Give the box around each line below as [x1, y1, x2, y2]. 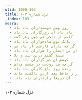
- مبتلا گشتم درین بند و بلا [9, 52, 64, 58]
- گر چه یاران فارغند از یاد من [9, 44, 76, 49]
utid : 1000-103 [5, 7, 36, 12]
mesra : [5, 21, 19, 26]
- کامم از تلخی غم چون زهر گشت [9, 35, 73, 40]
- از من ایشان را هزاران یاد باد [9, 48, 78, 53]
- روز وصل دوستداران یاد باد [9, 25, 69, 30]
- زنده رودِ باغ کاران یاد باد [9, 67, 71, 72]
